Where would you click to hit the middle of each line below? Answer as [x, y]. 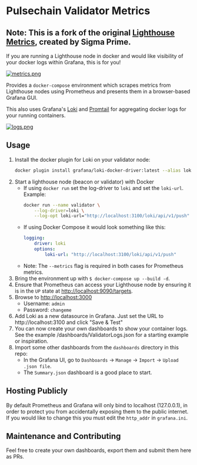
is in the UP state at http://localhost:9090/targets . [74, 291]
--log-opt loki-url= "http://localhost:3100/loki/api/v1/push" [112, 216]
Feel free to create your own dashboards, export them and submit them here [99, 450]
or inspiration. [31, 341]
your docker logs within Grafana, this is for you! [64, 62]
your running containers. [36, 115]
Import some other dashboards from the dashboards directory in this [97, 347]
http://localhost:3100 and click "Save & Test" [69, 322]
